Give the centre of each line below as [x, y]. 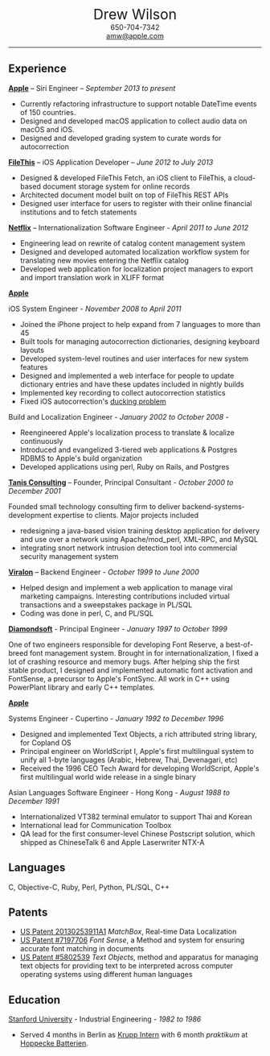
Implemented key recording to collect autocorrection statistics [123, 392]
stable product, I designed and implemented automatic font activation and [131, 670]
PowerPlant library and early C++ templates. [82, 687]
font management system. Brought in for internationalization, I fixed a [144, 652]
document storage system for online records [117, 186]
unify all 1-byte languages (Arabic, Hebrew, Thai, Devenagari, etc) [129, 760]
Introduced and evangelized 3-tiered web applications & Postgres [129, 449]
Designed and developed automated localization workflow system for [135, 251]
